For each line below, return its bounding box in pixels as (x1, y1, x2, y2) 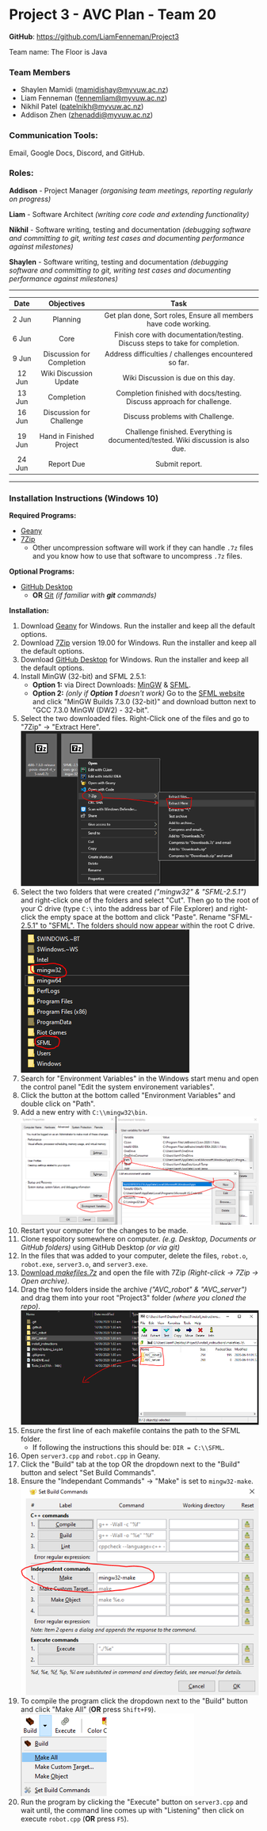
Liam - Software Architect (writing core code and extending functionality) (9, 209, 250, 219)
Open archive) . (20, 1276, 70, 1286)
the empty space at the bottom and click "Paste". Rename (37, 913, 227, 922)
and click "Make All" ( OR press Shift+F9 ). (20, 1705, 157, 1715)
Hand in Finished (39, 431, 94, 441)
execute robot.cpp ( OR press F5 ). (20, 1814, 129, 1824)
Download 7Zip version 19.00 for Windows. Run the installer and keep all (20, 638, 257, 647)
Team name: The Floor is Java (9, 47, 108, 56)
